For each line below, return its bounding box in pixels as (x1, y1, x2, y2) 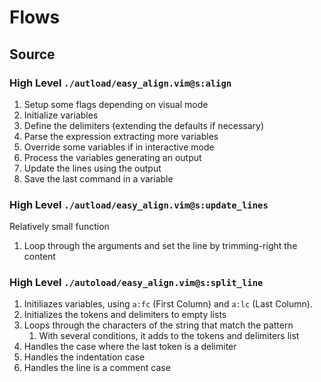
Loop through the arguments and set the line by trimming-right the (23, 240, 298, 252)
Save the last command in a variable (23, 172, 174, 185)
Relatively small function (9, 221, 110, 233)
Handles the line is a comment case (23, 362, 171, 374)
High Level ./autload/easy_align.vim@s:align (9, 76, 232, 90)
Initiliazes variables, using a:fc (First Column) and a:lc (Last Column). (23, 298, 313, 310)
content (23, 251, 56, 263)
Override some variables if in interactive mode (23, 141, 215, 153)
